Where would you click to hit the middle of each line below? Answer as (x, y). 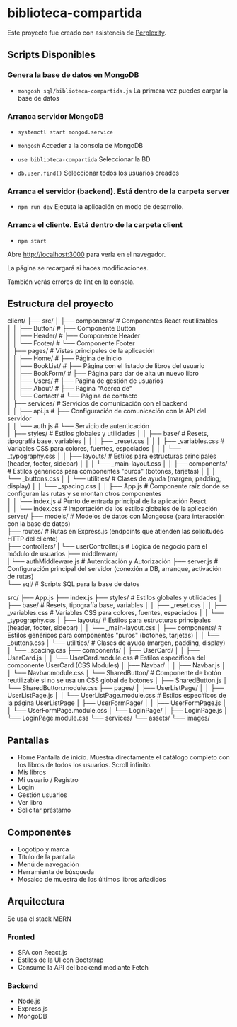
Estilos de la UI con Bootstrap (60, 960)
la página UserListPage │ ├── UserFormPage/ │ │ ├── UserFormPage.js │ (117, 703)
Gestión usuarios (42, 795)
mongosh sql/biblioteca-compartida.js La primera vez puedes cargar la (123, 91)
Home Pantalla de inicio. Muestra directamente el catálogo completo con (123, 757)
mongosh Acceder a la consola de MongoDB (80, 145)
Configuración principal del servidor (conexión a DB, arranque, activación (115, 569)
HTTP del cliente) (33, 539)
